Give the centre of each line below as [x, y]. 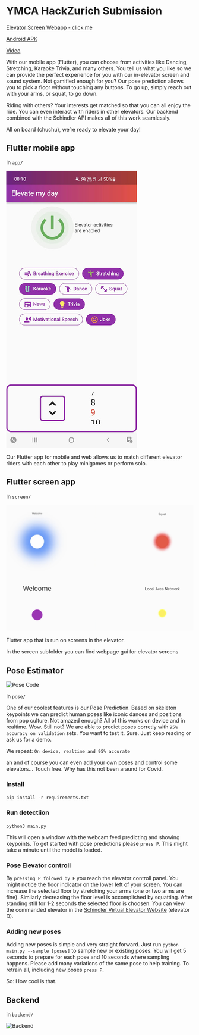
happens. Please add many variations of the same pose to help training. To [97, 964]
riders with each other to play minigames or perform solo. [77, 463]
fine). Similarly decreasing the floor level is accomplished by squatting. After [99, 897]
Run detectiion [28, 812]
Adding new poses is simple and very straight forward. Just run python [93, 945]
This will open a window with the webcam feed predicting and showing [93, 837]
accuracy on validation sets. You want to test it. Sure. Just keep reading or [99, 733]
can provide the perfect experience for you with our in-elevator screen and [98, 74]
